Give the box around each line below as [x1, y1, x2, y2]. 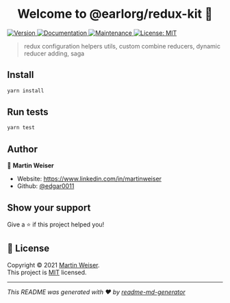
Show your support [7, 202, 91, 213]
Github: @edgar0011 [16, 182, 75, 190]
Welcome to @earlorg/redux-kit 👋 [16, 6, 214, 22]
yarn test [7, 124, 36, 131]
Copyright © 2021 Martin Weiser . [7, 261, 101, 269]
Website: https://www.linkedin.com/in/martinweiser [16, 174, 162, 183]
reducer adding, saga [23, 49, 85, 57]
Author [7, 143, 38, 155]
